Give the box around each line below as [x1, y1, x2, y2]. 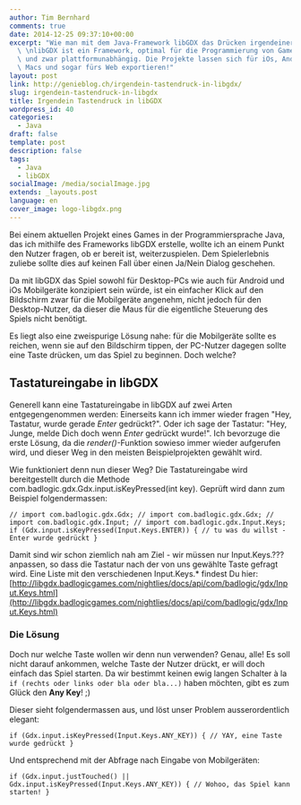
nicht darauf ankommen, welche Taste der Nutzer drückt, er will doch [9, 658, 265, 669]
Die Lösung [9, 629, 60, 641]
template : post [9, 138, 66, 147]
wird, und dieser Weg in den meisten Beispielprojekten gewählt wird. [9, 447, 262, 458]
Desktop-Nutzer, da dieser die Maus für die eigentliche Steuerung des [9, 304, 269, 314]
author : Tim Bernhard [9, 13, 90, 22]
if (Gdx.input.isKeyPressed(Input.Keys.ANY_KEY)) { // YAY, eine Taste [9, 731, 282, 740]
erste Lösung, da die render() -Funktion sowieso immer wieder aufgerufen [9, 437, 281, 448]
